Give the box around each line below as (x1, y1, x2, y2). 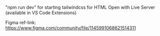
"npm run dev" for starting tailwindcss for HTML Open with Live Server (5, 5, 155, 10)
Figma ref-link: (5, 20, 36, 25)
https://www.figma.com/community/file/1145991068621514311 (5, 25, 136, 31)
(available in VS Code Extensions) (5, 10, 77, 16)
